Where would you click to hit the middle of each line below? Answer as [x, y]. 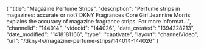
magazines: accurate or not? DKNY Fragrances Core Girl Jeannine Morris [98, 15]
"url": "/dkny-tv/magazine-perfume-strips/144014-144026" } [83, 41]
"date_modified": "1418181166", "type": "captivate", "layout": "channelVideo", [102, 34]
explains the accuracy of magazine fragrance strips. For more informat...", [99, 21]
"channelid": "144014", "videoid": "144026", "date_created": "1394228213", [100, 28]
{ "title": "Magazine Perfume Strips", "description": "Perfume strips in [93, 9]
